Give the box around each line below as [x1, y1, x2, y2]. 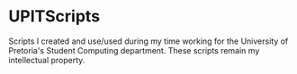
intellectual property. [8, 54, 85, 65]
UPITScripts [8, 6, 101, 27]
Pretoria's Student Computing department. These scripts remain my [8, 45, 260, 55]
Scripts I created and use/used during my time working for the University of [8, 36, 289, 46]
